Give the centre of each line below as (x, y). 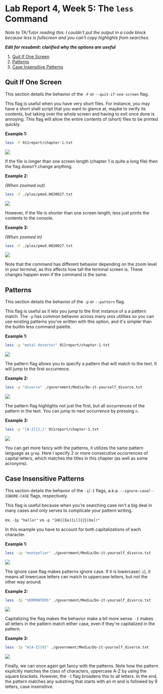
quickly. (13, 124)
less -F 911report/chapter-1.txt (39, 143)
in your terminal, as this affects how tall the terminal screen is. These (74, 270)
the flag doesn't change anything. (39, 166)
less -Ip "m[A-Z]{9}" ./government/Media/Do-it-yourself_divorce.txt (77, 648)
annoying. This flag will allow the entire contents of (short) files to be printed (81, 119)
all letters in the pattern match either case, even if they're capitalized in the (80, 624)
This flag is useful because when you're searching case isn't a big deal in (79, 505)
